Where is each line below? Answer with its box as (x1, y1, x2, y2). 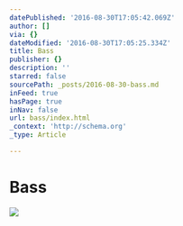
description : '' (9, 64, 70, 73)
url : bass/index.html (9, 113, 91, 122)
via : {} (9, 30, 39, 39)
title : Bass (9, 47, 54, 56)
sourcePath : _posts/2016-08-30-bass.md (9, 80, 160, 89)
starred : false (9, 72, 67, 81)
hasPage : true (9, 96, 63, 106)
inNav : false (9, 105, 59, 114)
